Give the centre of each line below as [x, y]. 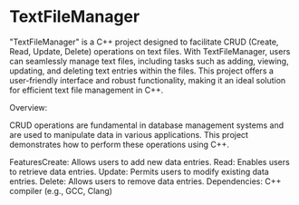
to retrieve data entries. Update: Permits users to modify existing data [139, 171]
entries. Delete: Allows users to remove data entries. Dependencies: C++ [145, 181]
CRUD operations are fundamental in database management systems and [146, 125]
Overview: [29, 107]
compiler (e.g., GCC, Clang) [61, 190]
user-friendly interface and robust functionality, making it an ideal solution [148, 80]
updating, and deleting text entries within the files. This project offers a [142, 71]
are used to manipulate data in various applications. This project [129, 134]
